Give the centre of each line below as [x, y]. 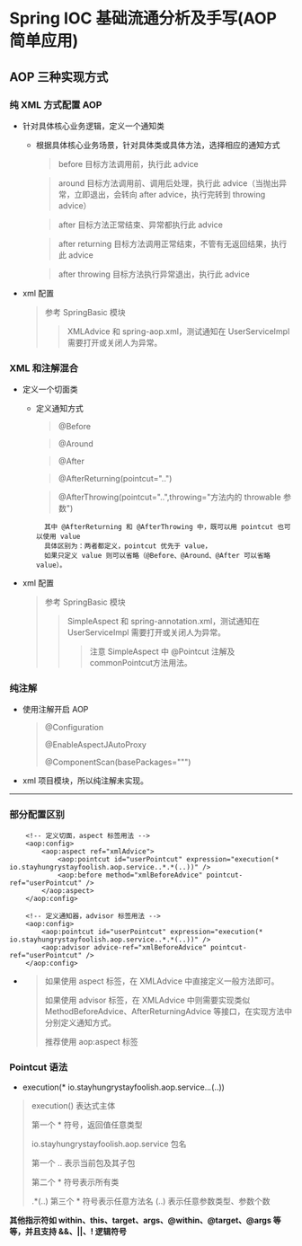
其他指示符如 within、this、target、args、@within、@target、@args [141, 1220]
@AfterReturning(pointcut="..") [115, 479]
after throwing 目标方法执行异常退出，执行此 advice [154, 274]
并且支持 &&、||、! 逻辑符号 [76, 1232]
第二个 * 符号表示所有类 [75, 1182]
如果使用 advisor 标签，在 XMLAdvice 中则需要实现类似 [147, 1000]
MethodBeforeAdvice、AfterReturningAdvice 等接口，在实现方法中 [169, 1011]
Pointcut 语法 [39, 1067]
